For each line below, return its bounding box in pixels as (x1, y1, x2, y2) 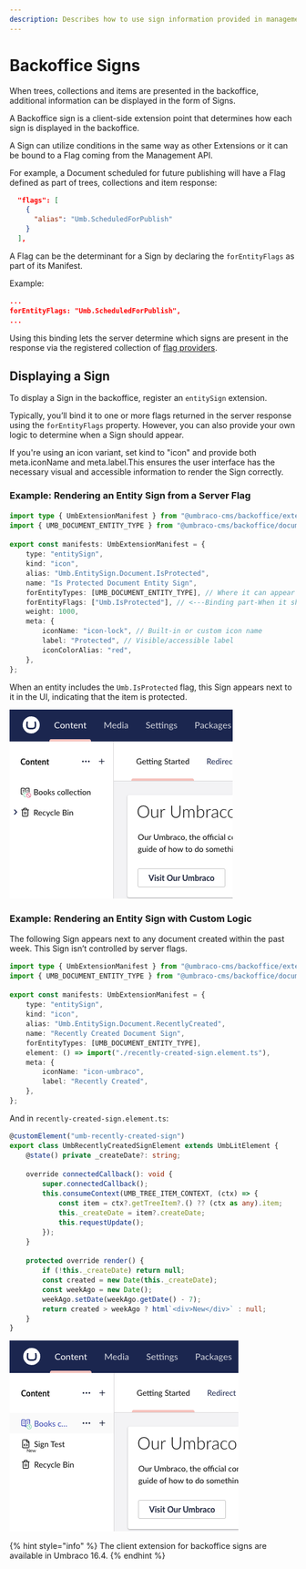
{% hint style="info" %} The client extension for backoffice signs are (9, 1541, 267, 1552)
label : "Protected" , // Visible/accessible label (42, 636, 234, 646)
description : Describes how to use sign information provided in (9, 15, 262, 24)
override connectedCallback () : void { (25, 1170, 173, 1179)
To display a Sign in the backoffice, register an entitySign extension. (9, 393, 268, 404)
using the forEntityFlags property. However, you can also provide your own (9, 420, 296, 431)
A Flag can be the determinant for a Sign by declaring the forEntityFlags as (9, 251, 295, 261)
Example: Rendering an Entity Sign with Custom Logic (9, 912, 252, 925)
